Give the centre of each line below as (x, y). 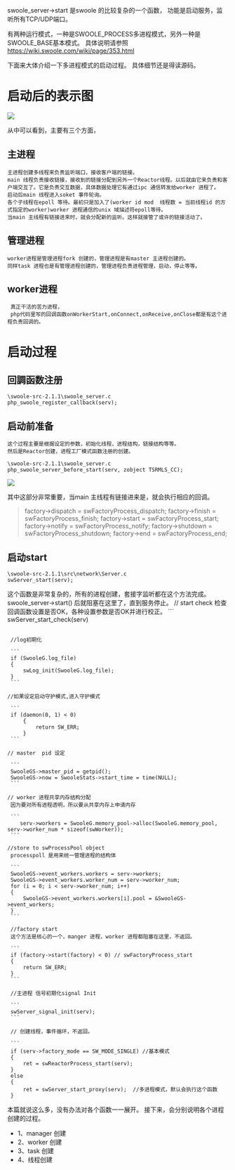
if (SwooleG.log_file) (43, 658)
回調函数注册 (35, 380)
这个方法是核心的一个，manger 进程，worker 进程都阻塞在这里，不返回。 (103, 937)
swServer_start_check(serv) (48, 619)
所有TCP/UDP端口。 (42, 19)
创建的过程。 (26, 1118)
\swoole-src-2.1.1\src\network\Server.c (67, 574)
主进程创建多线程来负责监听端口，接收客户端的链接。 (73, 172)
